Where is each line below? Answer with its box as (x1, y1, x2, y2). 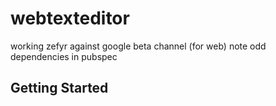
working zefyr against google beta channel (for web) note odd (10, 40, 267, 52)
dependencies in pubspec (10, 50, 118, 62)
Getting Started (10, 80, 109, 97)
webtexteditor (10, 7, 130, 30)
